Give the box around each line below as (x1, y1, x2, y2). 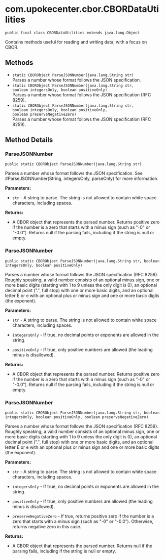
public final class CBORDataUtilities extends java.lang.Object (5, 30, 140, 35)
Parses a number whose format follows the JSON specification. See (5, 171, 143, 176)
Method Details (5, 136, 53, 144)
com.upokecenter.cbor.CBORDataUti (5, 3, 159, 15)
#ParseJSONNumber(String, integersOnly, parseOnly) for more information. (5, 175, 159, 181)
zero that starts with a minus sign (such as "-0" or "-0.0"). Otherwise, (12, 518, 154, 524)
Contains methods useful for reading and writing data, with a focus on (5, 39, 147, 45)
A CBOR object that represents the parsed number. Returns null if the (12, 543, 153, 549)
